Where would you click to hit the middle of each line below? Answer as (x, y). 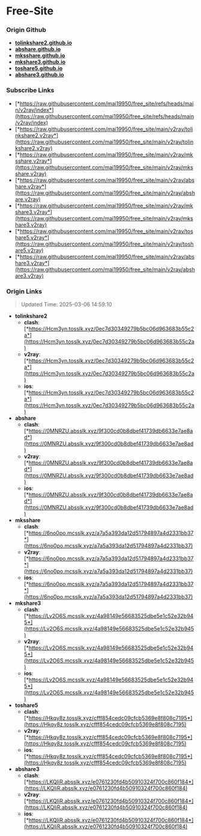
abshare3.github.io (39, 75)
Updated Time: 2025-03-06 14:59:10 (66, 304)
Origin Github (26, 30)
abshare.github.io (38, 49)
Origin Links (24, 291)
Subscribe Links (30, 90)
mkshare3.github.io (40, 62)
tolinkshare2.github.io (43, 43)
